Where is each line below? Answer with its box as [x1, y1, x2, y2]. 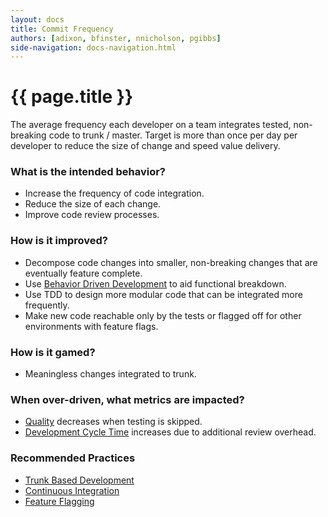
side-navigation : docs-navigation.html [10, 42, 177, 53]
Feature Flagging [24, 495, 95, 507]
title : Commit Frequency [10, 24, 114, 34]
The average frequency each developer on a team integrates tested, [10, 119, 292, 131]
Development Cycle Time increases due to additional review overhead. [24, 426, 317, 438]
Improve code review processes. [24, 209, 160, 221]
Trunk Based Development [24, 474, 135, 486]
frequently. [24, 299, 70, 311]
